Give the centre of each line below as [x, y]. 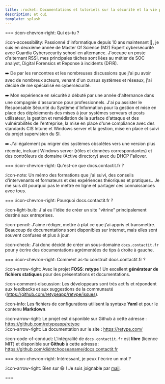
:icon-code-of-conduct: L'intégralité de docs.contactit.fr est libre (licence [82, 339]
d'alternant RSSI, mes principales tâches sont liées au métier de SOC [75, 58]
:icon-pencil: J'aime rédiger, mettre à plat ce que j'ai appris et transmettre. [80, 225]
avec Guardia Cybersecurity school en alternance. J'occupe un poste [75, 53]
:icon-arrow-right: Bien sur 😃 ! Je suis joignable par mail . [63, 368]
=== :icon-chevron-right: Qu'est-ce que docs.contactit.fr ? [65, 166]
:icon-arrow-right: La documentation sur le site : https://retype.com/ [74, 329]
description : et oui [26, 14]
